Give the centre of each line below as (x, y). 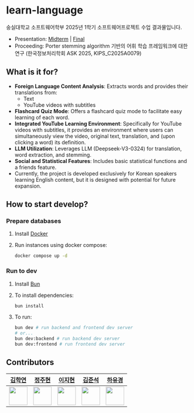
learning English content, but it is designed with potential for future (95, 180)
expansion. (28, 186)
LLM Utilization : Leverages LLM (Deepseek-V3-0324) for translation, (98, 148)
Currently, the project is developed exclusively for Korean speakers (96, 173)
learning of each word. (42, 117)
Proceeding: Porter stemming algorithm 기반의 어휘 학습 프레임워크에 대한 (101, 46)
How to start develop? (47, 204)
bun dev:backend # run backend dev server (67, 339)
